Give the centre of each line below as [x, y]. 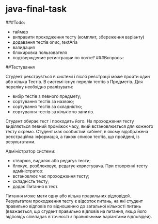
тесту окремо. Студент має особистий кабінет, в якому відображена [77, 131]
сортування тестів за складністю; [47, 106]
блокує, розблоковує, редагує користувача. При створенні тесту [80, 166]
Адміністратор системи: [31, 151]
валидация [24, 47]
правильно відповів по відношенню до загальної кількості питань [73, 206]
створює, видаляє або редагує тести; [52, 160]
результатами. [21, 141]
